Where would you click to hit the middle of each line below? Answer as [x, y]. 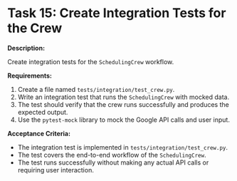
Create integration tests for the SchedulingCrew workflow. [91, 61]
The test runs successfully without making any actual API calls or [113, 162]
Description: [26, 48]
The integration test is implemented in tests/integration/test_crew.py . [123, 147]
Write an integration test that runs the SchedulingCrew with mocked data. [123, 97]
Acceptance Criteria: [39, 133]
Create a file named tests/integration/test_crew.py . [96, 89]
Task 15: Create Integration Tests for [117, 13]
